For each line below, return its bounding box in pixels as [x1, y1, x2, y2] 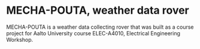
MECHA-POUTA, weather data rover [6, 4, 190, 17]
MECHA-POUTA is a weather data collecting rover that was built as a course [6, 23, 194, 30]
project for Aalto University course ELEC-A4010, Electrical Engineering [6, 29, 181, 36]
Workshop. [6, 36, 34, 43]
